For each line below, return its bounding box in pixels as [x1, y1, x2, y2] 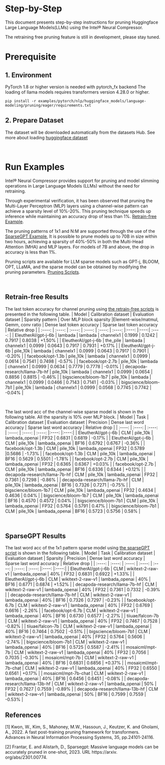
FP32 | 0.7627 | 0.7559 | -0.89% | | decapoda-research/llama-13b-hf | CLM [5, 686, 159, 692]
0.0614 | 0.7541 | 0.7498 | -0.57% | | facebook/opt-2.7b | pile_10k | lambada [5, 358, 158, 364]
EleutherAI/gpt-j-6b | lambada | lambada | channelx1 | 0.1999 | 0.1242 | [14, 332, 158, 338]
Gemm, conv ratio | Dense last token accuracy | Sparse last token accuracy [5, 321, 158, 327]
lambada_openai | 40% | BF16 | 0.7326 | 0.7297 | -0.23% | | [5, 597, 126, 603]
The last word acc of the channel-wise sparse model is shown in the [5, 409, 144, 414]
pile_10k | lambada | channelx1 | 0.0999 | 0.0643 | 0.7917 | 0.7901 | [14, 348, 149, 353]
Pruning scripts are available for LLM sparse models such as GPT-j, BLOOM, [5, 258, 160, 264]
